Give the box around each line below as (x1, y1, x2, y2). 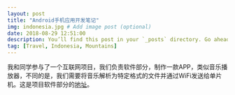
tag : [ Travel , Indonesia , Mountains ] (7, 43, 117, 50)
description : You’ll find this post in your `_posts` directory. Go (7, 36, 211, 43)
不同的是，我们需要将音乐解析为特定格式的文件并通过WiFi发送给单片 (25, 71, 222, 80)
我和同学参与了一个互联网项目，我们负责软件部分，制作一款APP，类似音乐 (7, 63, 222, 71)
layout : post (7, 10, 45, 17)
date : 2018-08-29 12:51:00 (7, 29, 86, 37)
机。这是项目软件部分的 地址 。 (7, 80, 93, 88)
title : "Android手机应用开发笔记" (7, 17, 99, 24)
